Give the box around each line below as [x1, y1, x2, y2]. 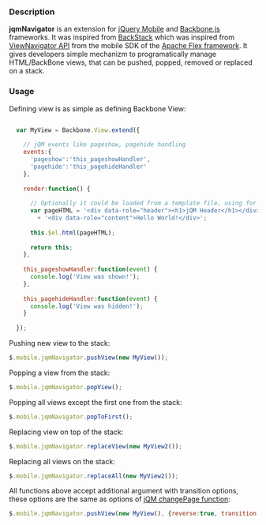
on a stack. [9, 66, 46, 76]
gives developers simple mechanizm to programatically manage [9, 50, 216, 59]
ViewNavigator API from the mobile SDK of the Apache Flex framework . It [9, 41, 248, 51]
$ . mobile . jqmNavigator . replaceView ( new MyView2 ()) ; [9, 442, 182, 450]
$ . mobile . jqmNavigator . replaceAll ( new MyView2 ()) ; [9, 472, 179, 480]
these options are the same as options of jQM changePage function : [9, 494, 231, 504]
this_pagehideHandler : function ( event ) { [23, 294, 158, 302]
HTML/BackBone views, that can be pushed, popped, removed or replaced [9, 58, 253, 67]
